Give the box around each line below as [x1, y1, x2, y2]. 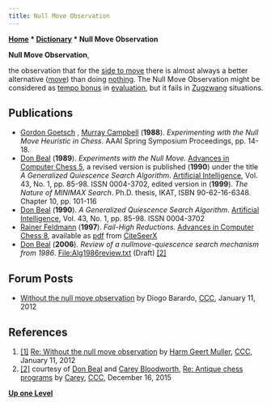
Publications [8, 106, 74, 120]
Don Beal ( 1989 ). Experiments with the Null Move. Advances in [19, 153, 230, 163]
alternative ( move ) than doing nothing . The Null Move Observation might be [8, 74, 260, 83]
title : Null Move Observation [8, 11, 111, 20]
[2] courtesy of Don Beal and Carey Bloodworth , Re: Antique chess [19, 364, 243, 374]
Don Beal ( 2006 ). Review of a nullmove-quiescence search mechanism [19, 240, 260, 250]
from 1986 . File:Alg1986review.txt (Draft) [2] [19, 248, 167, 258]
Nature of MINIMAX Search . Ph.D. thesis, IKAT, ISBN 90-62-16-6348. [19, 188, 252, 198]
